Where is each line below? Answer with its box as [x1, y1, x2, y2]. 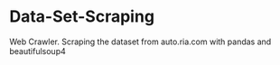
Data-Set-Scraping [9, 6, 155, 27]
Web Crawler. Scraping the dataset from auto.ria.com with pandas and [9, 36, 272, 47]
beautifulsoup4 [9, 45, 66, 56]
